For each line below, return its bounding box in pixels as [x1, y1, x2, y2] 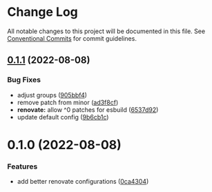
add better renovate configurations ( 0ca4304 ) [17, 177, 149, 186]
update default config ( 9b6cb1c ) [17, 113, 109, 121]
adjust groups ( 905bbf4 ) [17, 90, 88, 99]
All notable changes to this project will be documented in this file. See [7, 27, 206, 35]
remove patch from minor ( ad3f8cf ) [17, 98, 119, 106]
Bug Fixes [7, 75, 41, 85]
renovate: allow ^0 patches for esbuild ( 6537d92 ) [17, 105, 159, 114]
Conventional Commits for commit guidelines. [7, 34, 137, 42]
